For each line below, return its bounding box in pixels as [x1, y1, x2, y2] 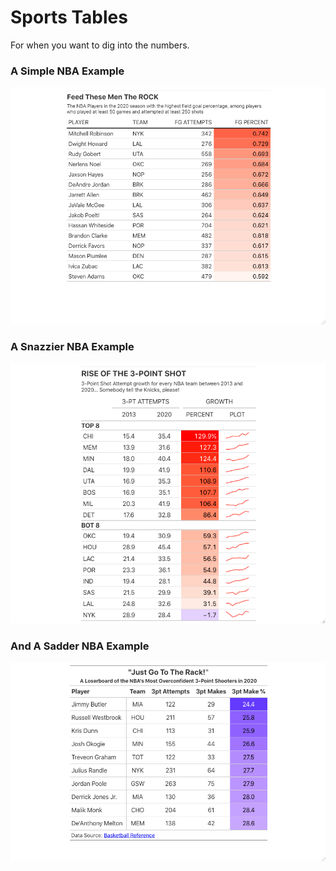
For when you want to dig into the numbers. [10, 39, 190, 51]
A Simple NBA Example [10, 64, 125, 78]
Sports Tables [10, 6, 128, 29]
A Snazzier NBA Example [10, 339, 135, 353]
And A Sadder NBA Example [10, 639, 150, 653]
